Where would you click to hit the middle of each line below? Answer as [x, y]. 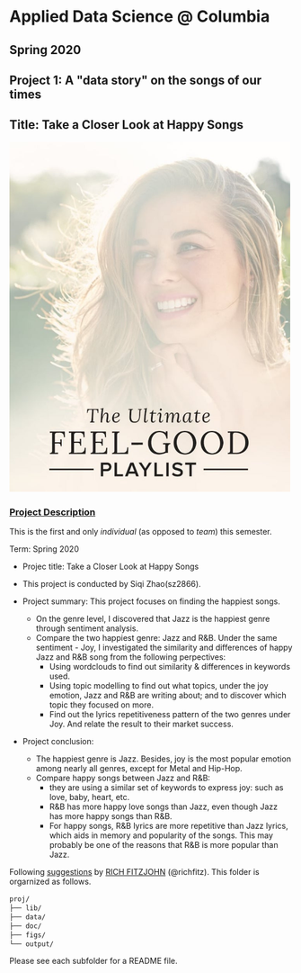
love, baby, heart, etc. [89, 797]
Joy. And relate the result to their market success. [141, 724]
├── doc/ [26, 926]
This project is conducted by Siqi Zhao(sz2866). [111, 583]
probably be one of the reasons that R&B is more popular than [164, 844]
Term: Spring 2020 [44, 549]
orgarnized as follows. [50, 881]
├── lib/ [26, 908]
